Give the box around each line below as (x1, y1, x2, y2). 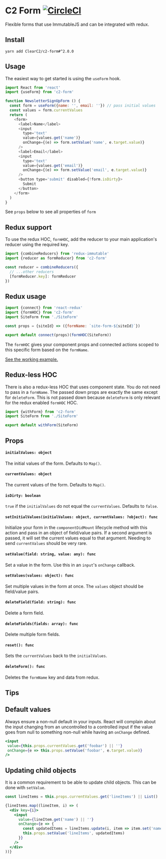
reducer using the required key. (5, 242, 69, 248)
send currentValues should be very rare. (5, 540, 87, 546)
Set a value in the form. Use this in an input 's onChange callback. (5, 562, 136, 568)
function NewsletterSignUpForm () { (5, 99, 81, 104)
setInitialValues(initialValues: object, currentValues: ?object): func (5, 514, 158, 520)
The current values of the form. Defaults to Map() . (5, 482, 106, 487)
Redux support (5, 223, 52, 231)
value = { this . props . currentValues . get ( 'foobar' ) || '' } (7, 743, 123, 748)
